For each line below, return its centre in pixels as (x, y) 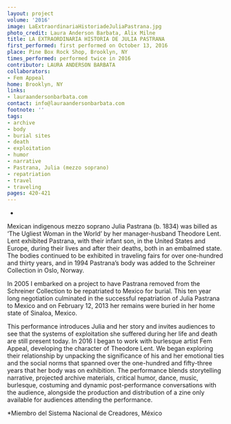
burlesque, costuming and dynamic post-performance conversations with (112, 385)
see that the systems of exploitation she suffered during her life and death (112, 334)
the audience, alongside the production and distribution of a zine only (106, 393)
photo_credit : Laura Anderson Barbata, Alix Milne (81, 33)
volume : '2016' (29, 20)
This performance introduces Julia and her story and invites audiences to (111, 327)
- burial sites (29, 135)
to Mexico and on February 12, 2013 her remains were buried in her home (111, 306)
